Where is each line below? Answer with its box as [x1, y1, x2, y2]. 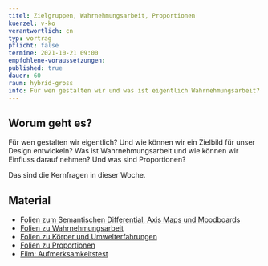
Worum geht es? [8, 116, 92, 129]
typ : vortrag [8, 34, 52, 43]
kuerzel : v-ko [8, 19, 56, 27]
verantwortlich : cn [8, 27, 74, 35]
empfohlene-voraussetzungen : [8, 57, 106, 65]
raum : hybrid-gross [8, 79, 74, 87]
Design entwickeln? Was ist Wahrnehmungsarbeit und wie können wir [8, 146, 239, 156]
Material [8, 194, 51, 207]
